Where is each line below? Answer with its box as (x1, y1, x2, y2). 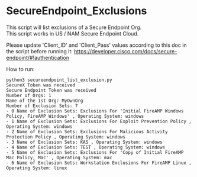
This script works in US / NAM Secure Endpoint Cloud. (6, 30, 139, 37)
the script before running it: (6, 47, 73, 54)
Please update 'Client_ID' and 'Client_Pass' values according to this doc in (6, 41, 188, 49)
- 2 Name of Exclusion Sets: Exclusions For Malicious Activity (6, 128, 168, 134)
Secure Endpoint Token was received (6, 87, 96, 93)
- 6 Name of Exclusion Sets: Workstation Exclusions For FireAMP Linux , (6, 160, 192, 166)
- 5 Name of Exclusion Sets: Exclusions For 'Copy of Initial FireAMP (6, 149, 184, 155)
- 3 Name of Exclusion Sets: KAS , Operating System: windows (6, 139, 163, 145)
